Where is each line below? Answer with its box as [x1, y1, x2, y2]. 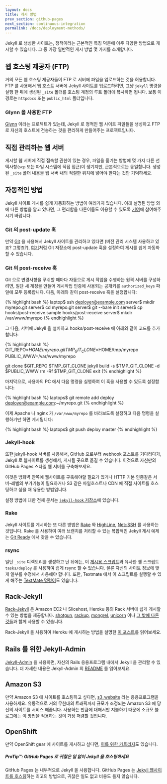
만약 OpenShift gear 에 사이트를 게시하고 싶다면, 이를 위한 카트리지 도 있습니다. [5, 741, 158, 747]
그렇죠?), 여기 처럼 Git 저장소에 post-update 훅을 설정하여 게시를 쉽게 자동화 [12, 245, 160, 251]
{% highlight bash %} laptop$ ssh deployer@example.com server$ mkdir [5, 299, 155, 305]
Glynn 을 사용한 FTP [5, 109, 52, 116]
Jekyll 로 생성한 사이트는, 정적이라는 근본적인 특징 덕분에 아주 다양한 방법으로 [5, 40, 155, 46]
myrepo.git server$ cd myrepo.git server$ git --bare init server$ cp [5, 304, 143, 310]
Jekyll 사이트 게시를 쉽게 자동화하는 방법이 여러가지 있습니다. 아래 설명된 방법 [5, 200, 155, 206]
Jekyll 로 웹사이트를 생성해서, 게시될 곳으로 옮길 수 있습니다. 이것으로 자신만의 [5, 457, 157, 463]
